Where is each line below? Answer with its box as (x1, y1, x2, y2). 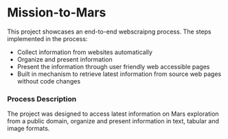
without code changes (16, 77, 81, 85)
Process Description (7, 94, 77, 103)
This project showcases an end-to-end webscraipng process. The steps (7, 27, 212, 36)
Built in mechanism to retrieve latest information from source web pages (16, 70, 222, 78)
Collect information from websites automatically (16, 48, 153, 56)
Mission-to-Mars (7, 5, 106, 21)
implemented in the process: (7, 34, 88, 42)
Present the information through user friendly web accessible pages (16, 62, 210, 71)
